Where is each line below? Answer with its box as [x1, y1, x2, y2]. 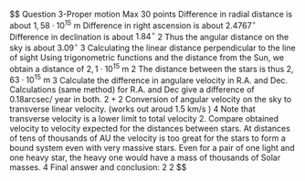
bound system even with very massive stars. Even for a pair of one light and [9, 143, 295, 154]
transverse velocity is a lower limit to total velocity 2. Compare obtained [9, 113, 279, 124]
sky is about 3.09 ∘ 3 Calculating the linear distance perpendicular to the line [9, 41, 296, 53]
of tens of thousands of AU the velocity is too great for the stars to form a [9, 133, 286, 144]
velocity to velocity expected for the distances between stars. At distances [9, 123, 290, 134]
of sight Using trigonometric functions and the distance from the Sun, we [9, 51, 285, 63]
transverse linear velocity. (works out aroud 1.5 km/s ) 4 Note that [9, 103, 256, 114]
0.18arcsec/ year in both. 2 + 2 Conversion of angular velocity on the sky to [9, 94, 292, 105]
